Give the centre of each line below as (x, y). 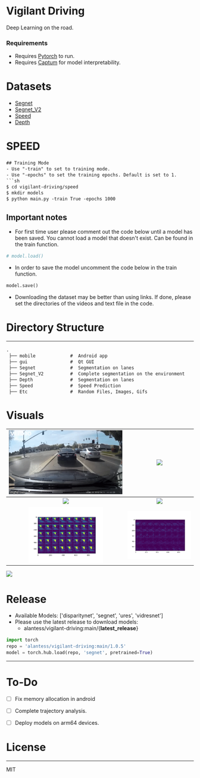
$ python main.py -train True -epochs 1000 (61, 199)
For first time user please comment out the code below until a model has (104, 231)
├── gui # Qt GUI (51, 362)
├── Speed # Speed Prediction (65, 386)
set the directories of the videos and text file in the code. (84, 303)
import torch (22, 640)
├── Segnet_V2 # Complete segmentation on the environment (97, 374)
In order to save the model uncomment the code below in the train (96, 267)
